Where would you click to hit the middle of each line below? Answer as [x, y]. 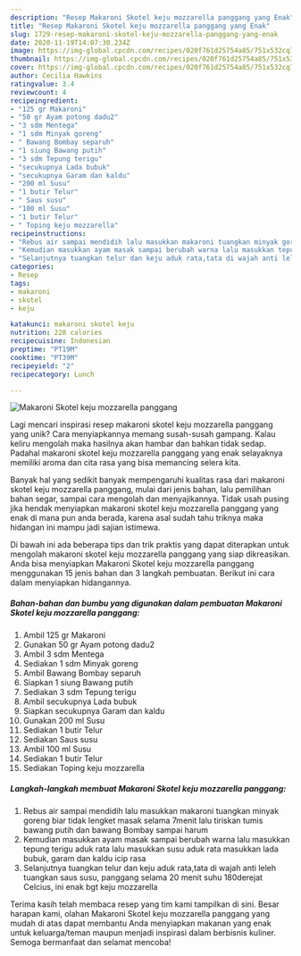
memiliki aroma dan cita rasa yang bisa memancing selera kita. [125, 463]
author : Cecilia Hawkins [56, 76]
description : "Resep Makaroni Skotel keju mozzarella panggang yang [140, 17]
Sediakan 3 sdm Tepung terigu [79, 692]
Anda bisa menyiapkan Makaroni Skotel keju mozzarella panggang [132, 564]
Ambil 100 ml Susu [57, 749]
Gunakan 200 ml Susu [64, 721]
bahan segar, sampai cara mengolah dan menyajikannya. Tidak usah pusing [150, 499]
